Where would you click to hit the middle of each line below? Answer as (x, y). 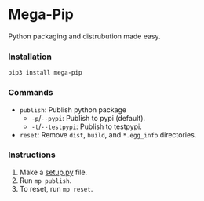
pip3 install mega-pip (45, 73)
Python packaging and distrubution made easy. (84, 36)
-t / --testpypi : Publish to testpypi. (87, 126)
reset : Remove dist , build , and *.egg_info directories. (108, 134)
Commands (31, 93)
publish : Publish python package (73, 110)
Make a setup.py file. (53, 172)
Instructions (32, 155)
